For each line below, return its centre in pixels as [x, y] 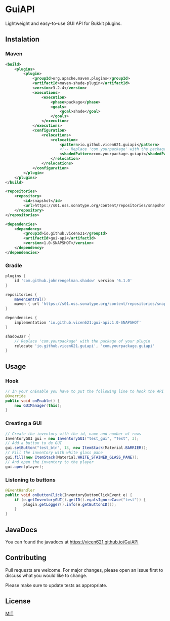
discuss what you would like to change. [46, 575]
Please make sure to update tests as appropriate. [56, 585]
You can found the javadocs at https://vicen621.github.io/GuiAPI [72, 542]
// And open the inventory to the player [50, 462]
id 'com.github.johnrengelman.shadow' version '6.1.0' [73, 281]
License [18, 601]
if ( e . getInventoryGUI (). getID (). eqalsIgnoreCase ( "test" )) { [80, 500]
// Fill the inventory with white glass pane [54, 453]
